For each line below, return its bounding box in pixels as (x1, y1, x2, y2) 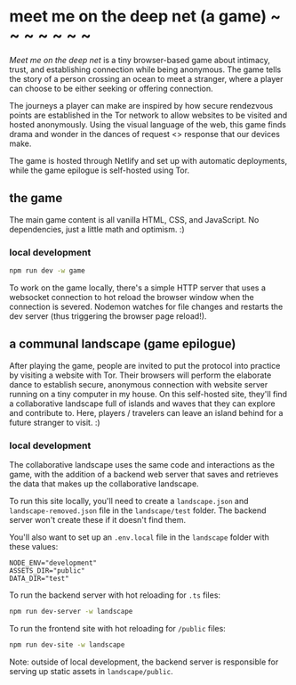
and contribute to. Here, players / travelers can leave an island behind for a (9, 407, 284, 418)
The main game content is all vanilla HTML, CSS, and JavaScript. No (9, 214, 260, 224)
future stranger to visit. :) (9, 417, 100, 428)
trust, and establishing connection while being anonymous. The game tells (9, 64, 282, 75)
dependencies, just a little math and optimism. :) (9, 224, 185, 234)
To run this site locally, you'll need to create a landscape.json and (9, 496, 249, 507)
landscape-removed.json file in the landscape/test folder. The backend (9, 505, 267, 516)
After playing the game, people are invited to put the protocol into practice (9, 360, 281, 371)
